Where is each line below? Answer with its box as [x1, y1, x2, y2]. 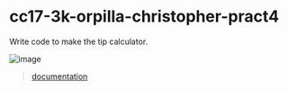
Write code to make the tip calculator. [9, 36, 148, 47]
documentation [31, 70, 88, 82]
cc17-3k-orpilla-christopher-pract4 [9, 6, 280, 27]
